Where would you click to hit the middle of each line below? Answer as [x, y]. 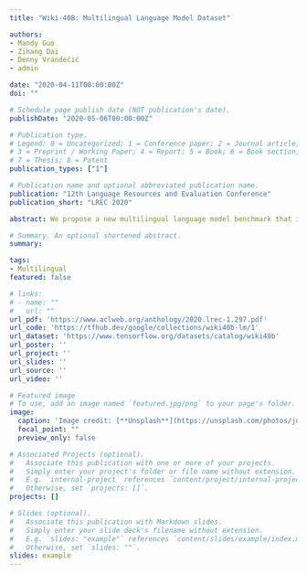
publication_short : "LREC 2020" [71, 202]
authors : [26, 34]
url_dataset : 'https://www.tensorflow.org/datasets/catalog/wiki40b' [145, 336]
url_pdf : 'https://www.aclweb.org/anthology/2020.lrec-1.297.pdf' [138, 319]
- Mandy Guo [32, 43]
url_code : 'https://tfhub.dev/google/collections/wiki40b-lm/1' [134, 328]
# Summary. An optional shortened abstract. [95, 235]
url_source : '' [38, 370]
